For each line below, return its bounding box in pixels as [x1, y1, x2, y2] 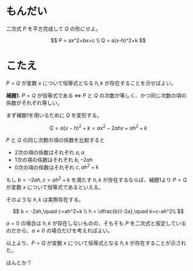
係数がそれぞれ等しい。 [6, 99, 63, 106]
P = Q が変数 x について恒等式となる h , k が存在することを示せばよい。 [6, 79, 177, 86]
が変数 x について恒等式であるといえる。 [6, 183, 104, 190]
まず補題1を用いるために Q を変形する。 [6, 112, 102, 119]
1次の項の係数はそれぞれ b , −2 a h [14, 156, 93, 163]
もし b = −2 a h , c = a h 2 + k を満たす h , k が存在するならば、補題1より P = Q [6, 175, 187, 183]
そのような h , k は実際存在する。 [6, 196, 84, 203]
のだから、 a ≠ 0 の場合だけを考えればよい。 [6, 227, 113, 234]
